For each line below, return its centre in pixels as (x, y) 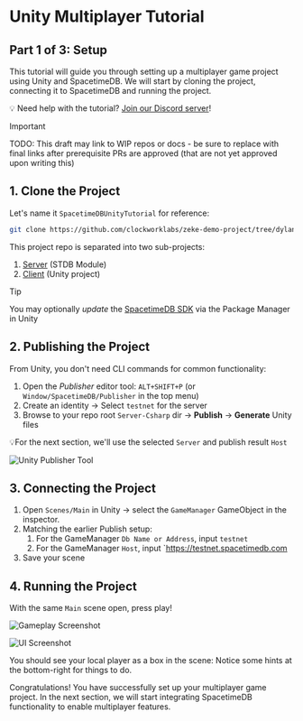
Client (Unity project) (61, 273)
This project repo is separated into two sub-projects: (107, 246)
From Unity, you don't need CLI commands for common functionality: (138, 368)
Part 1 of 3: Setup (59, 50)
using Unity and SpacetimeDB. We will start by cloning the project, (133, 81)
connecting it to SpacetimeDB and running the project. (110, 91)
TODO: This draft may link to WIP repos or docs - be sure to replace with (144, 143)
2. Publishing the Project (80, 347)
